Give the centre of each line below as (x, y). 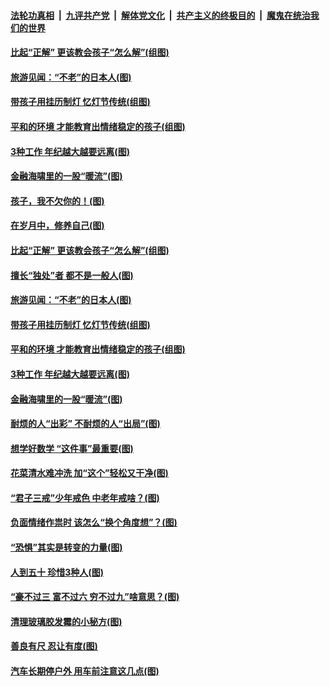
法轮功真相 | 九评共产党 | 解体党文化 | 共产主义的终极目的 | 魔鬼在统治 (160, 15)
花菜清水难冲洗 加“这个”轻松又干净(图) (89, 473)
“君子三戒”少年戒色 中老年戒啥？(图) (85, 497)
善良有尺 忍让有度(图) (54, 646)
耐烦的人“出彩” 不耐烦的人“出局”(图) (85, 424)
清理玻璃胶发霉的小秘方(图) (66, 621)
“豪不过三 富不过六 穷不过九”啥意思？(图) (95, 597)
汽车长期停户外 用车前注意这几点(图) (85, 671)
